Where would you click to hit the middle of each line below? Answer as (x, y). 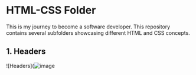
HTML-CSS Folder (51, 10)
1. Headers (26, 52)
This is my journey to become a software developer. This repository (88, 27)
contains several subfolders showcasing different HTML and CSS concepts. (98, 32)
